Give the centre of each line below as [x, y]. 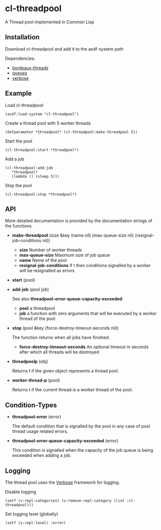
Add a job [15, 159]
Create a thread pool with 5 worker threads [48, 123]
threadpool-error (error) [37, 417]
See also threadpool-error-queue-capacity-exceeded [67, 299]
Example [18, 94]
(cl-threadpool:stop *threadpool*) [41, 194]
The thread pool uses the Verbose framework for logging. [63, 482]
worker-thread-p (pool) [36, 380]
